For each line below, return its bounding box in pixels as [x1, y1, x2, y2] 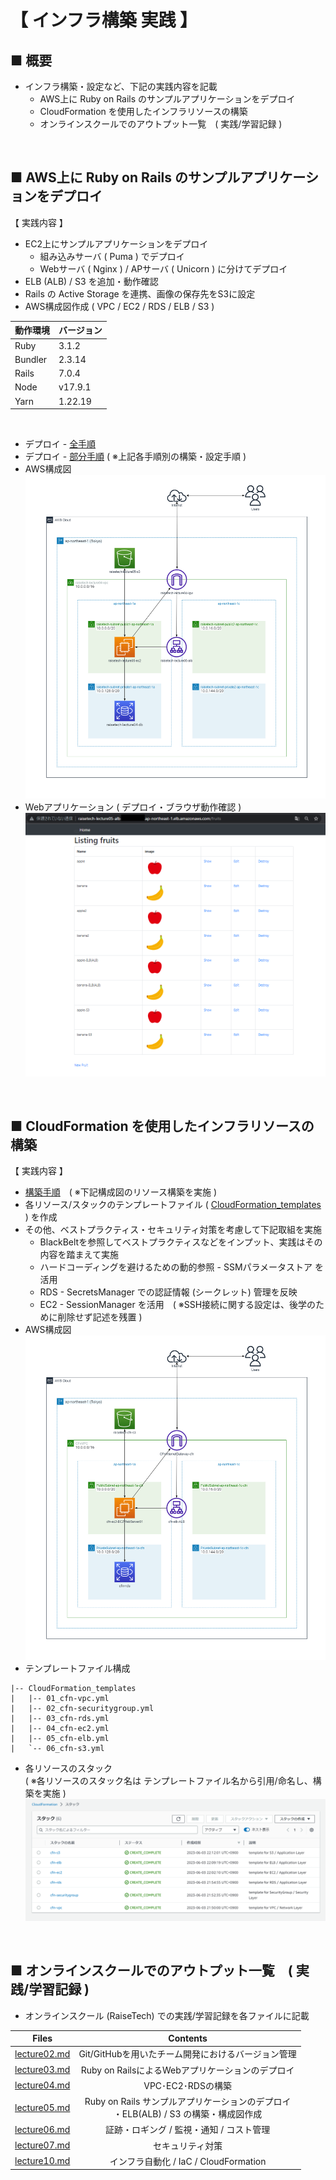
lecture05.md [14, 2101, 71, 2113]
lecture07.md [14, 2139, 71, 2151]
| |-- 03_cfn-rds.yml [10, 1713, 110, 1723]
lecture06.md [14, 2123, 71, 2135]
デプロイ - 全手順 [24, 438, 97, 450]
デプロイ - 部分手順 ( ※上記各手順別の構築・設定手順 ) [24, 451, 247, 463]
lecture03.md [14, 2064, 71, 2076]
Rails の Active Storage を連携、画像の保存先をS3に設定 [24, 287, 256, 300]
